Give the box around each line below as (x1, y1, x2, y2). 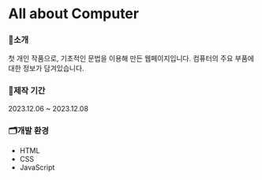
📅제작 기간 (8, 85, 46, 96)
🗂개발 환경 (8, 125, 50, 136)
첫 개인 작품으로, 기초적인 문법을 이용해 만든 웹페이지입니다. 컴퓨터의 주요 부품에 (8, 54, 255, 63)
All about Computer (8, 5, 140, 23)
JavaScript (19, 163, 55, 172)
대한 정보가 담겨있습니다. (8, 64, 84, 73)
